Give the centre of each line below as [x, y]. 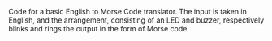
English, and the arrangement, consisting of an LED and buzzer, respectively [136, 20]
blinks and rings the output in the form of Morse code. [99, 29]
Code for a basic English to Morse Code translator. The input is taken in [128, 12]
